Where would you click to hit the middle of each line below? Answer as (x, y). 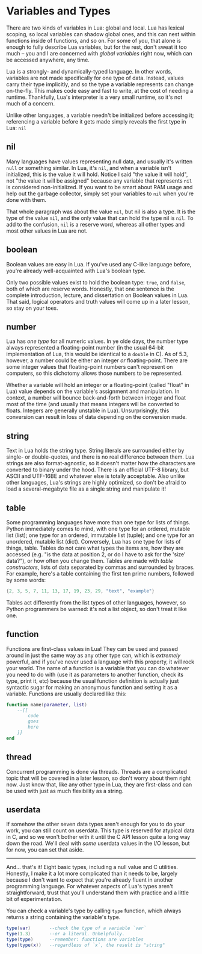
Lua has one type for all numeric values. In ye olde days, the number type (97, 341)
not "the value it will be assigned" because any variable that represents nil (99, 180)
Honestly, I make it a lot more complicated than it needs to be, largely (92, 874)
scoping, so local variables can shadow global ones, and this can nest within (101, 34)
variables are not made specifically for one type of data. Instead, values (95, 78)
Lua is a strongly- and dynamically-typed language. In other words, (89, 71)
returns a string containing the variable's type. (63, 917)
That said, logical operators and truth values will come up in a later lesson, (98, 301)
